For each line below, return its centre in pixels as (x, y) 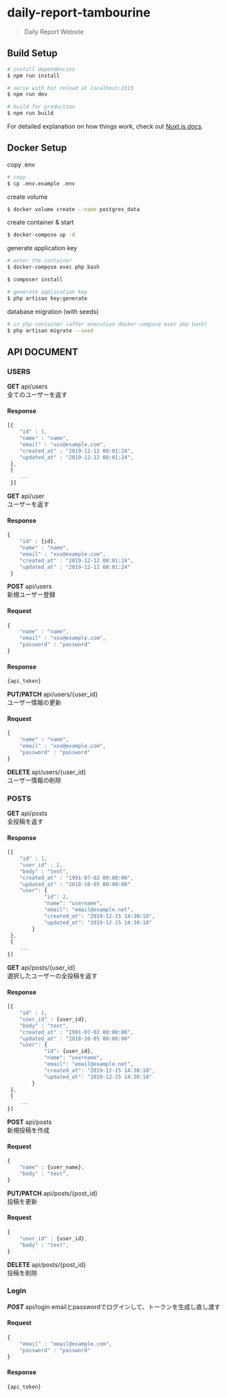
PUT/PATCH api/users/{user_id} (53, 694)
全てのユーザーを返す (37, 395)
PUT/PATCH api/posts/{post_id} (52, 1193)
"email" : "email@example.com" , (66, 1344)
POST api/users (30, 587)
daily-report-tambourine (79, 13)
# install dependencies (41, 69)
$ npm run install (33, 76)
